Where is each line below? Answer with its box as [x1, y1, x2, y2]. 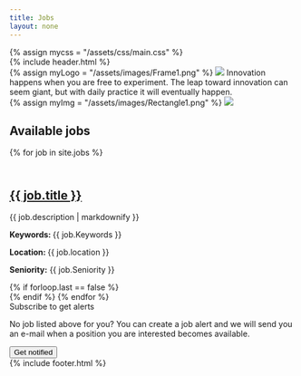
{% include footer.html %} [9, 358, 107, 369]
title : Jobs [9, 13, 54, 23]
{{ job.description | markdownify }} [9, 212, 140, 223]
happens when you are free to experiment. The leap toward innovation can [9, 76, 288, 87]
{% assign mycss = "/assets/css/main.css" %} [9, 46, 183, 57]
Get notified [14, 348, 53, 358]
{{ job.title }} [9, 188, 83, 203]
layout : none [9, 22, 59, 31]
